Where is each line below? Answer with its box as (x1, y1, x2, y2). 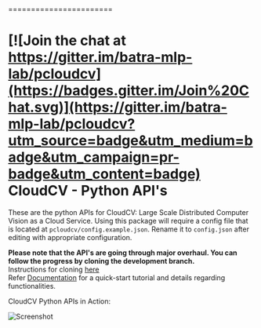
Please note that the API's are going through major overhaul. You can (8, 248, 237, 257)
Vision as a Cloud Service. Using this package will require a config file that (8, 216, 248, 225)
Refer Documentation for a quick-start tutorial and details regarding (8, 272, 226, 282)
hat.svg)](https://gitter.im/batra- (8, 99, 227, 116)
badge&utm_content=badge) (8, 166, 201, 183)
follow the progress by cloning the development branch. (8, 256, 195, 265)
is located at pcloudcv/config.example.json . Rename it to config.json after (8, 224, 249, 234)
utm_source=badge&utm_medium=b (8, 132, 253, 150)
